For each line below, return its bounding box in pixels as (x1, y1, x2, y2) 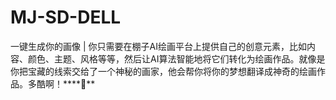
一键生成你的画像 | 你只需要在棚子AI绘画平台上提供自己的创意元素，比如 (10, 40, 307, 52)
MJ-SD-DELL (10, 6, 122, 29)
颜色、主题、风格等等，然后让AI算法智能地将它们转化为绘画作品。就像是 (27, 52, 326, 65)
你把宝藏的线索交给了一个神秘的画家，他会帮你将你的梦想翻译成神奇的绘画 (10, 65, 317, 77)
